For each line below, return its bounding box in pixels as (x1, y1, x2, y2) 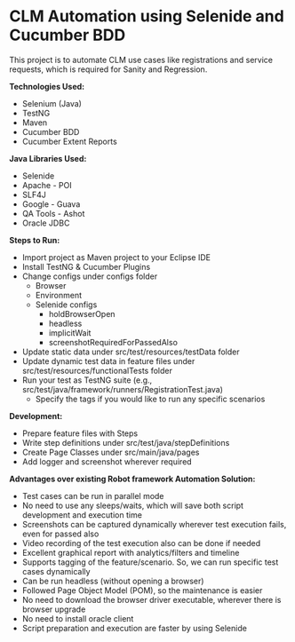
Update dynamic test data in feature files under (21, 355, 195, 366)
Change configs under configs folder (21, 271, 158, 281)
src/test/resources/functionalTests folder (21, 365, 173, 376)
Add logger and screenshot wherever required (21, 456, 193, 467)
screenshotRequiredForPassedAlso (48, 337, 178, 347)
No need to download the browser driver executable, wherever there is (21, 594, 282, 605)
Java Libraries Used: (9, 153, 87, 163)
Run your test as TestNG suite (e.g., (21, 375, 153, 385)
